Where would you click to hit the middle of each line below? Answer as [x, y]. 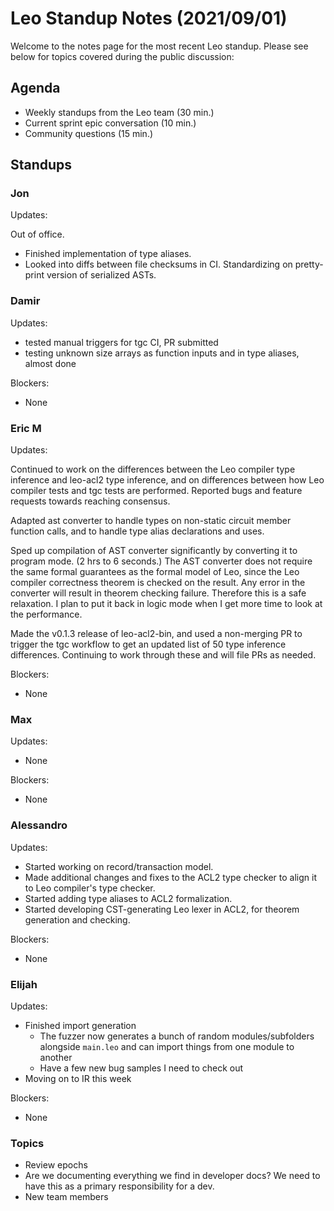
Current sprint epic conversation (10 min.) [110, 123]
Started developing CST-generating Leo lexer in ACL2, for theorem [162, 909]
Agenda [35, 88]
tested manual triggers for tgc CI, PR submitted [121, 342]
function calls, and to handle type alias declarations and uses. [137, 531]
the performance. [46, 614]
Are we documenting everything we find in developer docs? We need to [172, 1176]
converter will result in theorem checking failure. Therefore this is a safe [158, 593]
